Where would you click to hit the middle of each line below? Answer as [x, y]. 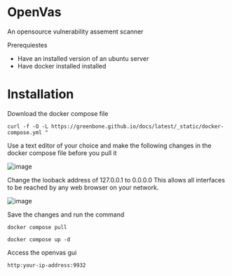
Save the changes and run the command [66, 215]
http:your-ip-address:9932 [47, 265]
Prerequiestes [27, 45]
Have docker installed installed [62, 66]
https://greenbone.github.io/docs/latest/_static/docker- [138, 126]
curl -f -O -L [28, 126]
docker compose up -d [39, 239]
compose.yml [25, 132]
